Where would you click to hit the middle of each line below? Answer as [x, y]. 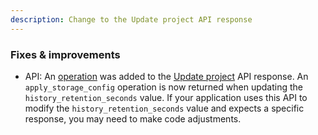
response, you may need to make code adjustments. [133, 118]
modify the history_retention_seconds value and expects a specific [164, 108]
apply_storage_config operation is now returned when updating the [163, 87]
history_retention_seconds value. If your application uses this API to [166, 97]
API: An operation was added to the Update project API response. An [166, 76]
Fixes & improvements [65, 54]
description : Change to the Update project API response [131, 19]
